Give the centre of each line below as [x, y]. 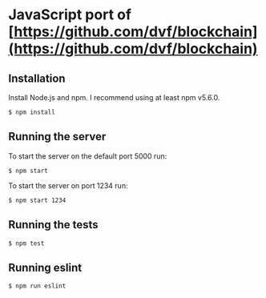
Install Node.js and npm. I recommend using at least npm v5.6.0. [114, 97]
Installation [37, 78]
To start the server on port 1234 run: [68, 185]
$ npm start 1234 [37, 200]
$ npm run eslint [37, 286]
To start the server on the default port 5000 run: [88, 156]
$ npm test [26, 243]
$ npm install [32, 112]
